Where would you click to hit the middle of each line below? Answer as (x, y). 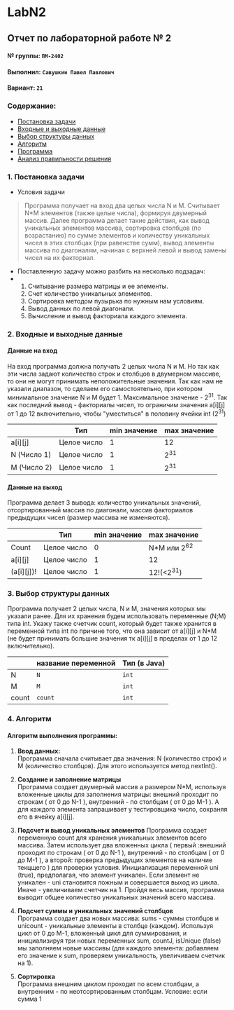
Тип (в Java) (144, 663)
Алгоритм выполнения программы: (63, 735)
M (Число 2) (31, 468)
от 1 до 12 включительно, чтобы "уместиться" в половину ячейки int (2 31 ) (117, 413)
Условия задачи (41, 192)
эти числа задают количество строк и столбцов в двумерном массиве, (114, 374)
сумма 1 (29, 999)
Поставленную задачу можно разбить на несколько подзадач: (111, 271)
